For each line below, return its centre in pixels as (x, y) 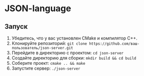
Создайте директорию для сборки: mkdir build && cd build (74, 58)
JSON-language (38, 9)
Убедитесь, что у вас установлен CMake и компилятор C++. (74, 38)
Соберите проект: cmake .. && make (49, 63)
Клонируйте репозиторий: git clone (49, 43)
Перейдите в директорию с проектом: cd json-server (68, 53)
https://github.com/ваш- (114, 44)
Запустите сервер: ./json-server (46, 68)
